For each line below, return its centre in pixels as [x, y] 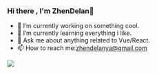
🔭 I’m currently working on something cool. [78, 26]
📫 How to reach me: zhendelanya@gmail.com [82, 48]
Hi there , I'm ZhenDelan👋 [51, 11]
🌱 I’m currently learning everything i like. [74, 33]
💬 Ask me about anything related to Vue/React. [83, 40]
